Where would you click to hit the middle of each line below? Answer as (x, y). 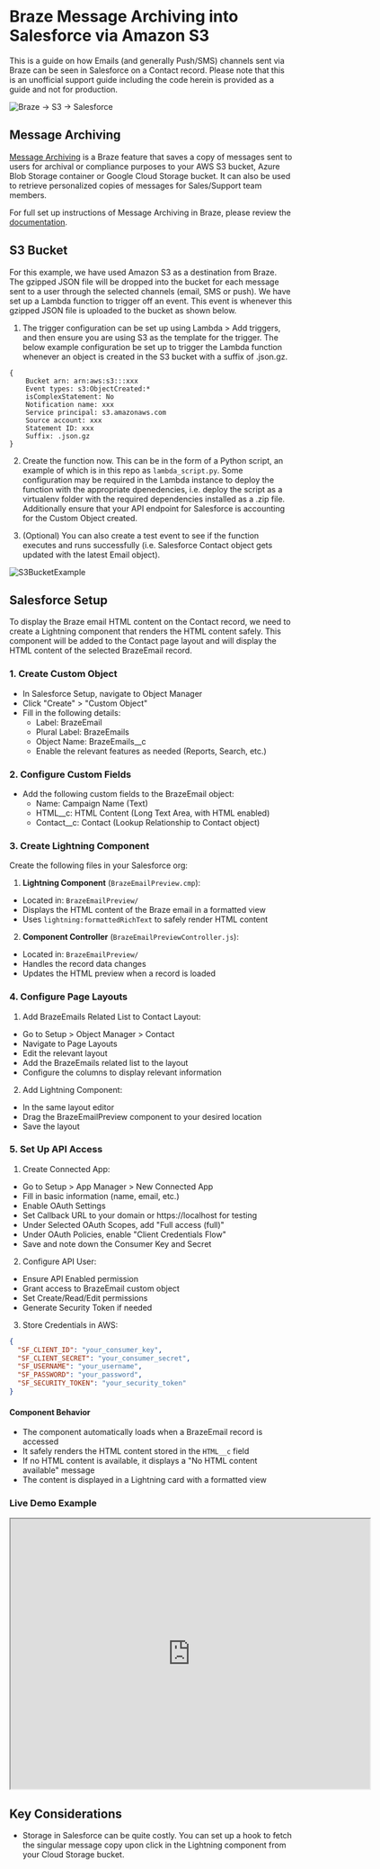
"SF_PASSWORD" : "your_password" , (80, 1375)
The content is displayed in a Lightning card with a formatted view (144, 1480)
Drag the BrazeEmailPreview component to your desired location (142, 1116)
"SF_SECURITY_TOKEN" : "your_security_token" (102, 1384)
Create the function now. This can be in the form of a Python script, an (153, 460)
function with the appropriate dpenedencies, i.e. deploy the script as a (152, 489)
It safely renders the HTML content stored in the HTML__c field (136, 1451)
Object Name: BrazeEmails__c (91, 741)
